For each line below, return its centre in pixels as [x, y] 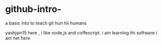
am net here [18, 38]
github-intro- [33, 9]
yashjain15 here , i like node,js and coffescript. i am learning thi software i [81, 32]
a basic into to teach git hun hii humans [46, 23]
